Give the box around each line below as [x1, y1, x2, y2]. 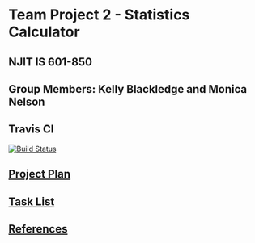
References [8, 222, 68, 236]
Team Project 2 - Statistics [8, 6, 190, 24]
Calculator [8, 23, 80, 41]
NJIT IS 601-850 [8, 55, 93, 69]
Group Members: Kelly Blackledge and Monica [8, 82, 248, 96]
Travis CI [8, 123, 54, 136]
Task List [8, 195, 55, 208]
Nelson [8, 94, 45, 108]
